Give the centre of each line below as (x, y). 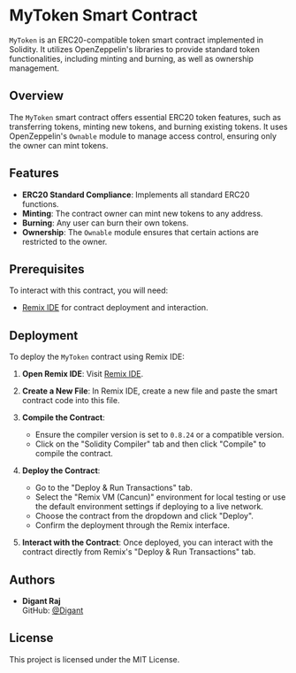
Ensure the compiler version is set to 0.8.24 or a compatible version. (159, 435)
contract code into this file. (71, 401)
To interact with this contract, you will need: (89, 291)
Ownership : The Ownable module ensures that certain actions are (140, 232)
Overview (37, 96)
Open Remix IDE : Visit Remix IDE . (83, 374)
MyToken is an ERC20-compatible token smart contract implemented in (136, 40)
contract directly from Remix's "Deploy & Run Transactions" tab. (139, 552)
